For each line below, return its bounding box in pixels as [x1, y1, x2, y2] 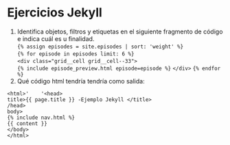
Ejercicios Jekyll [7, 5, 103, 21]
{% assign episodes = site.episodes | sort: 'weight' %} [16, 43, 184, 50]
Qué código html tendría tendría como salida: [16, 77, 146, 85]
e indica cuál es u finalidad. [16, 34, 95, 42]
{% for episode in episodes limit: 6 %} [16, 50, 135, 57]
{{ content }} [7, 120, 48, 127]
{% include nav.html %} [7, 114, 76, 121]
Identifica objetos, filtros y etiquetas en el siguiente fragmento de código [16, 27, 223, 36]
